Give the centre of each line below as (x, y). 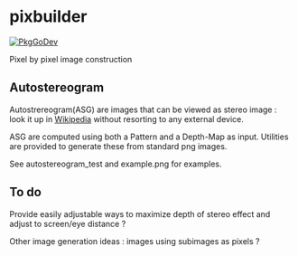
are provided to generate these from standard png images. (118, 146)
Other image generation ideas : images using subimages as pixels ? (135, 241)
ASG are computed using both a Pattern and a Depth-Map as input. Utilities (149, 137)
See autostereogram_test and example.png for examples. (116, 164)
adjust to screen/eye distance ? (68, 223)
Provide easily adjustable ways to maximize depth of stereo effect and (140, 213)
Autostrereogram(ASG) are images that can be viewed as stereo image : (143, 109)
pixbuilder (48, 17)
